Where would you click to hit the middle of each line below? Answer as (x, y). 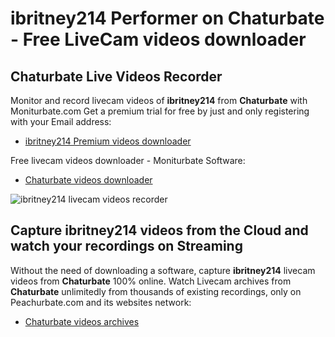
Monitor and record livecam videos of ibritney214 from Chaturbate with (159, 100)
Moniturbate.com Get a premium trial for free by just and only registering (160, 111)
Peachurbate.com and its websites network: (101, 302)
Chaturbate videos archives (82, 321)
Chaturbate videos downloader (88, 180)
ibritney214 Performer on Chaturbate (167, 18)
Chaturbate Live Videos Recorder (116, 76)
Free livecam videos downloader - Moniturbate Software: (128, 160)
